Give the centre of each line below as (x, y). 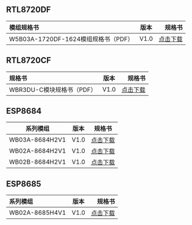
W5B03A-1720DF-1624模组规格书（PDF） (71, 39)
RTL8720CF (29, 61)
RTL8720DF (29, 10)
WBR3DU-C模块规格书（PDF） (53, 89)
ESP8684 (24, 111)
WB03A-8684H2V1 (38, 140)
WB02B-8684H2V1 (38, 162)
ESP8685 (24, 184)
